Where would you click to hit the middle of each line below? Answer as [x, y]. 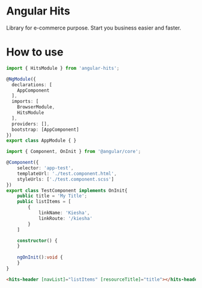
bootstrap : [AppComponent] [45, 130]
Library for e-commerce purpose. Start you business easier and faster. [94, 28]
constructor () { [38, 240]
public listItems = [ [44, 202]
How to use [35, 52]
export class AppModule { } [41, 141]
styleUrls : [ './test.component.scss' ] [66, 179]
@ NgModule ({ [21, 79]
